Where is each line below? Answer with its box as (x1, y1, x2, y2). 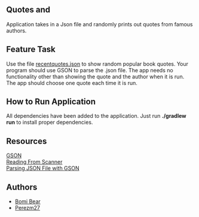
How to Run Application (6, 97, 96, 107)
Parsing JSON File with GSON (6, 164, 79, 172)
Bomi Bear (14, 198, 41, 205)
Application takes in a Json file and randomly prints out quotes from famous (6, 20, 193, 27)
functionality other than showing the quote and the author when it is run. (6, 73, 185, 80)
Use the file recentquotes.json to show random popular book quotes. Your (6, 60, 189, 68)
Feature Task (6, 44, 56, 54)
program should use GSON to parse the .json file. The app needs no (6, 66, 173, 74)
